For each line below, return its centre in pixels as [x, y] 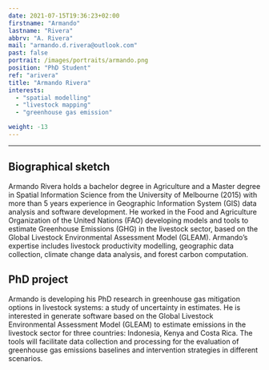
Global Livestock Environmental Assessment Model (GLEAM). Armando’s [128, 237]
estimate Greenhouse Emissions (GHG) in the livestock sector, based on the [133, 228]
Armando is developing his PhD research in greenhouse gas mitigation [124, 299]
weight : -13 [28, 127]
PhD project [38, 280]
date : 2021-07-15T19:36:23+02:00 [64, 16]
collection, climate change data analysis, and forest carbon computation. [128, 254]
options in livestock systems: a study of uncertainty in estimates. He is [124, 307]
